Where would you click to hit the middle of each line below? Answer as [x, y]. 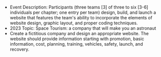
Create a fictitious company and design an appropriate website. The [79, 33]
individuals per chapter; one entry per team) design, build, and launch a [83, 12]
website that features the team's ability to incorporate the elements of [81, 18]
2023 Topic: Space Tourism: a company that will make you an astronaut [83, 28]
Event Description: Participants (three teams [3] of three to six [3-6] [79, 7]
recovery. [20, 49]
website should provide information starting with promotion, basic [77, 39]
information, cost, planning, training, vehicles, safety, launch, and [76, 44]
